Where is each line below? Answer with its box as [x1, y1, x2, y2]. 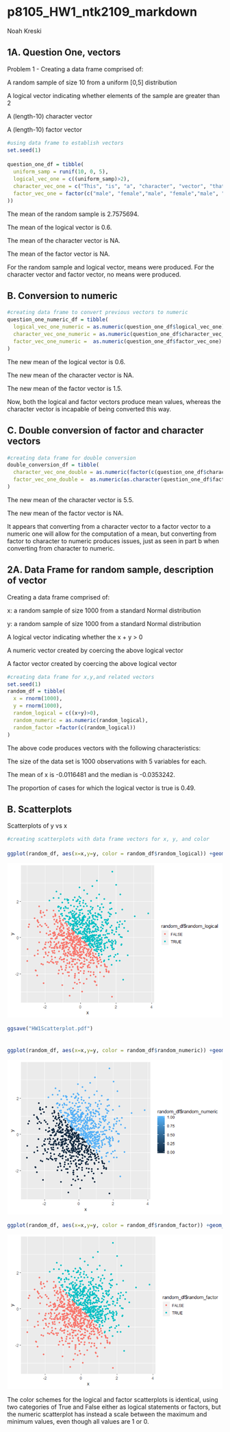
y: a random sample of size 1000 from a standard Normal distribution [7, 619, 201, 628]
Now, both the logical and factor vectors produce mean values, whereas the [7, 397, 221, 405]
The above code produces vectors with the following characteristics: [7, 743, 201, 752]
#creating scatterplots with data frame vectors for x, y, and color [7, 836, 210, 843]
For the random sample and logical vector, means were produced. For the [7, 263, 214, 271]
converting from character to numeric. [7, 544, 115, 552]
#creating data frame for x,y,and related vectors [7, 673, 155, 680]
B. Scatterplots [7, 803, 73, 815]
